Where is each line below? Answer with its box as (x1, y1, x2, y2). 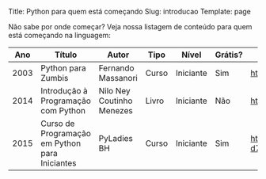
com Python (40, 105, 85, 116)
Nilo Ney (98, 86, 131, 96)
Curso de (40, 118, 75, 129)
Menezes (98, 105, 133, 116)
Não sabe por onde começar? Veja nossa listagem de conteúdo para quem (8, 22, 253, 31)
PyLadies (98, 133, 133, 143)
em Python (40, 138, 82, 149)
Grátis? (215, 49, 243, 60)
